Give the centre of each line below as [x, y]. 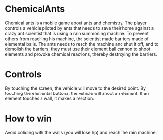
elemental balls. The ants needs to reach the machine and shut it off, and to [82, 44]
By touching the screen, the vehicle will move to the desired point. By [76, 88]
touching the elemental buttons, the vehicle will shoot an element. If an [77, 93]
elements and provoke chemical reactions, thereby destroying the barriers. [81, 54]
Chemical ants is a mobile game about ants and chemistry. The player [76, 23]
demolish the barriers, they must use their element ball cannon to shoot [78, 49]
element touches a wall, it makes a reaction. [50, 98]
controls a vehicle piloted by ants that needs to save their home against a [80, 28]
